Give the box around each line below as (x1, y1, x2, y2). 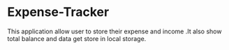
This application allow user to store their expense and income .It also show (7, 27, 222, 35)
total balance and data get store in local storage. (7, 34, 147, 42)
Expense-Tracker (7, 4, 110, 20)
